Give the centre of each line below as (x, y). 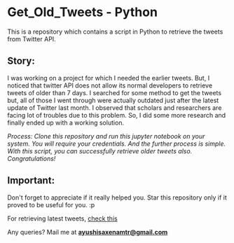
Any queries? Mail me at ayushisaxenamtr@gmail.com (88, 232)
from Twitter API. (32, 39)
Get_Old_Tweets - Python (82, 12)
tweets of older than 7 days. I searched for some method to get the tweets (115, 92)
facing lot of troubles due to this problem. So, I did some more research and (117, 115)
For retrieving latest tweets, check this (62, 218)
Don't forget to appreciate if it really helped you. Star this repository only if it (117, 197)
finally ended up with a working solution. (66, 123)
